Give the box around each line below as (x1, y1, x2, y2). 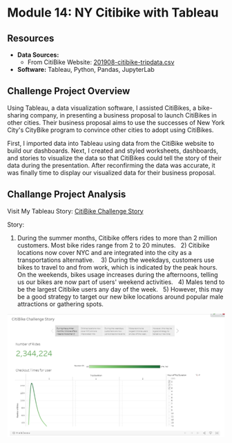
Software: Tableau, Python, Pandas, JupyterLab (17, 66, 155, 73)
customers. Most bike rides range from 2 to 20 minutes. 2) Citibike (17, 241, 210, 249)
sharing (7, 111, 29, 119)
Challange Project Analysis (7, 189, 126, 200)
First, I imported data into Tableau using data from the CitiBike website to (7, 139, 215, 147)
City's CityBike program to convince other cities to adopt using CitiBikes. (7, 126, 214, 134)
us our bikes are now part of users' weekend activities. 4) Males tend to (17, 278, 225, 286)
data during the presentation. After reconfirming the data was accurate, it (7, 161, 215, 169)
